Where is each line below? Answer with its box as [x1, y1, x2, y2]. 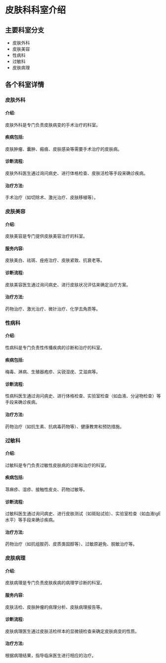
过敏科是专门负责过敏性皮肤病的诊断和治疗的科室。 [5, 462, 109, 468]
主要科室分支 [5, 26, 44, 34]
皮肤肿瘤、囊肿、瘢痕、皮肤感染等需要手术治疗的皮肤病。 [5, 146, 122, 152]
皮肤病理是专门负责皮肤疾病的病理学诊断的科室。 [5, 580, 105, 586]
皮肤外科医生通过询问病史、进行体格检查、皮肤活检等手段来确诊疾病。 [5, 170, 148, 176]
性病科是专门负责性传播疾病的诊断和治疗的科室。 [5, 344, 105, 350]
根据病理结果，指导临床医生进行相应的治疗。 [5, 653, 96, 659]
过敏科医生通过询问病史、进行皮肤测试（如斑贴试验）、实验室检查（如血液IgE [5, 511, 161, 517]
